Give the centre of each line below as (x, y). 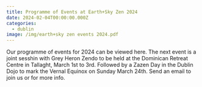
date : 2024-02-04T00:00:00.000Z (47, 18)
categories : (21, 23)
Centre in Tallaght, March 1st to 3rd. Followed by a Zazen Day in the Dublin (100, 65)
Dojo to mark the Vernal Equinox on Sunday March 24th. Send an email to (99, 71)
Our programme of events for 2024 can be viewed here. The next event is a (101, 52)
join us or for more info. (36, 78)
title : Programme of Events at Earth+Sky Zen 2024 (72, 12)
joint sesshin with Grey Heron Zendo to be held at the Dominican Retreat (97, 58)
